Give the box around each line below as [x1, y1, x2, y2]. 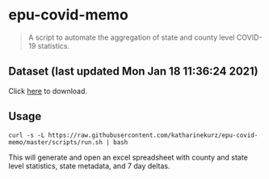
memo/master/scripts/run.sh [8, 138, 103, 147]
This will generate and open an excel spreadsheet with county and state [8, 152, 248, 162]
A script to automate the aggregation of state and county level [27, 32, 235, 42]
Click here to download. [8, 86, 87, 96]
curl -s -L [8, 131, 45, 139]
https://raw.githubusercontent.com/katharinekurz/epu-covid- [48, 131, 258, 139]
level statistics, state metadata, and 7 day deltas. [8, 160, 171, 171]
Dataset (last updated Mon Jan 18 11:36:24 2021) [8, 65, 258, 79]
